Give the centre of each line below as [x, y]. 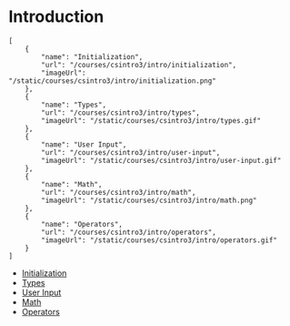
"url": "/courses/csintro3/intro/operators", [129, 232]
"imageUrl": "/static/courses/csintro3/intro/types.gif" [151, 120]
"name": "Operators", [82, 224]
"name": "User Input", [84, 144]
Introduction [56, 17]
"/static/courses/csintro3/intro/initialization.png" [113, 81]
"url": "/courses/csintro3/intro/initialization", [139, 65]
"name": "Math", [72, 184]
